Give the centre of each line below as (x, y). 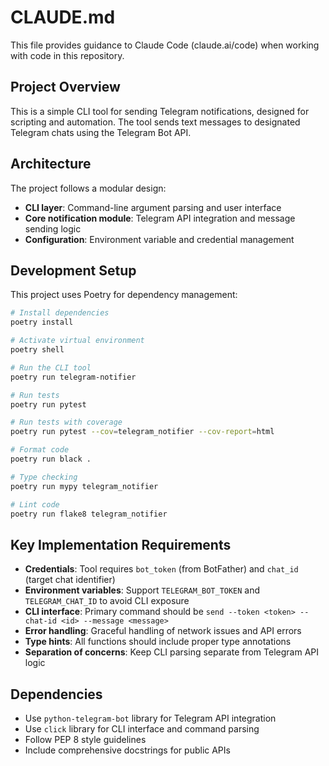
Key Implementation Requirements (121, 544)
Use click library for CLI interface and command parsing (142, 729)
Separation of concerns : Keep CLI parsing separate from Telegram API (171, 652)
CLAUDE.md (63, 17)
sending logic (53, 228)
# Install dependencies (60, 313)
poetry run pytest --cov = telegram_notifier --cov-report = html (142, 432)
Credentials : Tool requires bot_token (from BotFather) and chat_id (161, 569)
